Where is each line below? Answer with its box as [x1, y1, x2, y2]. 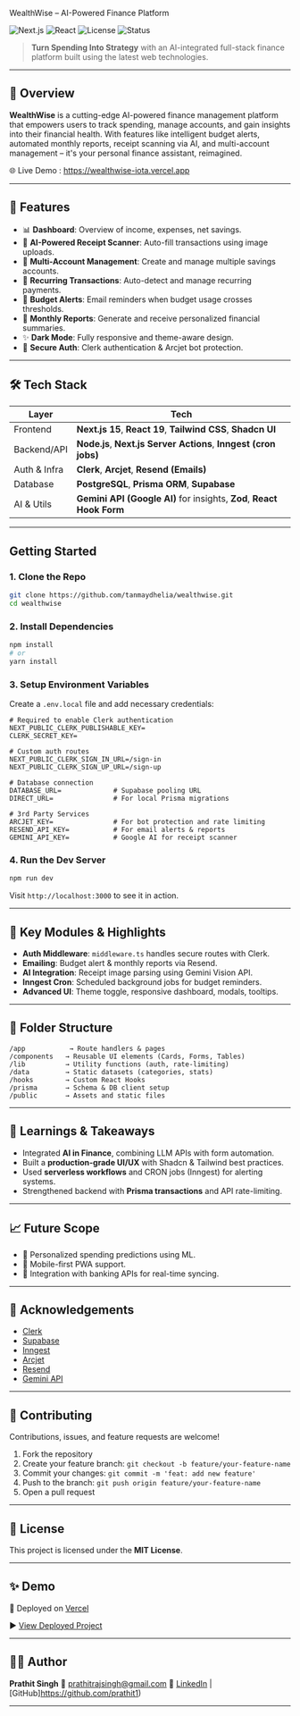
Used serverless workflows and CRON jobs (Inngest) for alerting [21, 1166, 263, 1177]
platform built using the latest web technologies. [30, 52, 209, 62]
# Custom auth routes [9, 747, 90, 756]
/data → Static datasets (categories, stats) [9, 1067, 214, 1076]
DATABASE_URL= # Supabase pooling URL [9, 786, 202, 795]
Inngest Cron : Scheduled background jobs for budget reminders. [21, 977, 262, 988]
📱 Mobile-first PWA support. [21, 1258, 127, 1269]
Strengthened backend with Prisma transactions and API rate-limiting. [21, 1185, 283, 1196]
